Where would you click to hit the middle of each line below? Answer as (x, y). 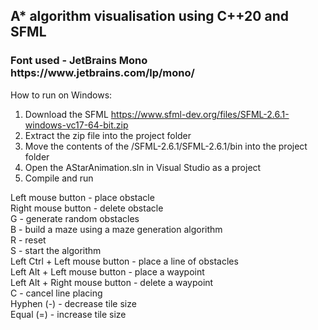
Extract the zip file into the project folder (108, 135)
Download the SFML (66, 114)
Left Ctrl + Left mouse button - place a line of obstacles (124, 261)
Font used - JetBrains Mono (79, 61)
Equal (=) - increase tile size (68, 314)
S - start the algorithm (56, 250)
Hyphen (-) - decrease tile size (73, 303)
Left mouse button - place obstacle (82, 197)
